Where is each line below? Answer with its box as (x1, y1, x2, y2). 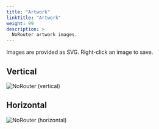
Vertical (6, 66, 37, 76)
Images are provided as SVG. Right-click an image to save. (6, 48, 154, 56)
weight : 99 (6, 20, 34, 26)
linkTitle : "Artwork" (6, 15, 62, 21)
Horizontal (6, 100, 48, 111)
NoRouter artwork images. (12, 32, 78, 38)
